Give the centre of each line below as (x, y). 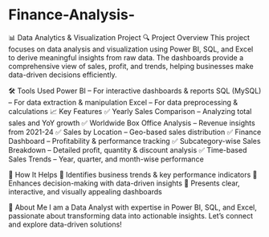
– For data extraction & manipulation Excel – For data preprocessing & (123, 102)
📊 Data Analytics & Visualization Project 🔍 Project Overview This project (129, 37)
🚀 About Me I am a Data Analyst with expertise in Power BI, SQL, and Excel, (132, 207)
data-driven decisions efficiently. (63, 75)
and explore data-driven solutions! (65, 224)
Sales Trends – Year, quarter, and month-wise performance (106, 159)
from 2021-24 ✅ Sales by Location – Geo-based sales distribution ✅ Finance (135, 132)
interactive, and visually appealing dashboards (85, 191)
